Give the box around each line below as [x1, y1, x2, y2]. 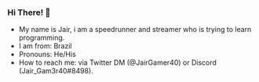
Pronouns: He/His [18, 50, 76, 59]
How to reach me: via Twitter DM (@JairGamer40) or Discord [18, 58, 217, 67]
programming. [18, 33, 65, 42]
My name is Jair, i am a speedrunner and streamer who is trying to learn [18, 25, 252, 34]
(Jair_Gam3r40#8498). [18, 66, 93, 76]
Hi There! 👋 [7, 7, 51, 18]
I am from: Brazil [18, 41, 72, 51]
